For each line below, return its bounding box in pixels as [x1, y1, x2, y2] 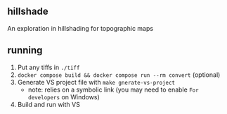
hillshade [7, 6, 48, 17]
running [7, 45, 43, 57]
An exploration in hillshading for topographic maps [7, 24, 153, 32]
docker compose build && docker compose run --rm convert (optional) [17, 70, 221, 79]
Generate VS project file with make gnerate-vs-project [17, 78, 176, 86]
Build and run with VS [17, 100, 81, 108]
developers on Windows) [27, 92, 100, 101]
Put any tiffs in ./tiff [17, 63, 80, 71]
